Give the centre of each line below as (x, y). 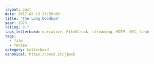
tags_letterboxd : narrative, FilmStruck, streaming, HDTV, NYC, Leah (77, 32)
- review (18, 45)
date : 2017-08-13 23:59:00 (32, 14)
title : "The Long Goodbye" (32, 18)
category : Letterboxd (27, 50)
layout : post (18, 9)
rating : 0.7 (17, 27)
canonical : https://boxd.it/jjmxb (40, 54)
